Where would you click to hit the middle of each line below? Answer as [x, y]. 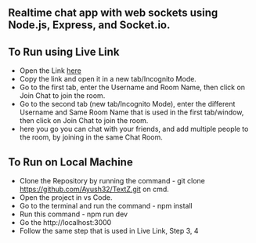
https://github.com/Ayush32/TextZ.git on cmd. [94, 189]
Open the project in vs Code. [66, 198]
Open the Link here [50, 71]
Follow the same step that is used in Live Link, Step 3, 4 [109, 231]
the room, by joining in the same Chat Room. [91, 137]
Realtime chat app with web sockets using [113, 13]
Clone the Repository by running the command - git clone [112, 181]
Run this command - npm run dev [73, 214]
